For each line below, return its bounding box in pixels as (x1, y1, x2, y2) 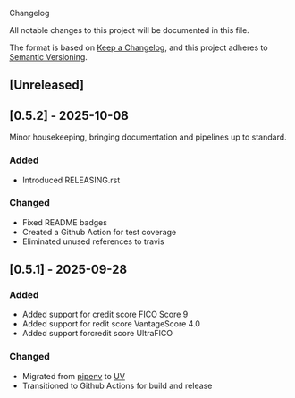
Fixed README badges (21, 216, 107, 227)
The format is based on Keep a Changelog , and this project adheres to (9, 42, 268, 53)
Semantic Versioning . (9, 52, 88, 62)
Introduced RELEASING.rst (21, 174, 121, 185)
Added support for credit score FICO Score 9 (21, 309, 189, 320)
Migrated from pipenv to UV (21, 370, 125, 381)
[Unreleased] (9, 78, 85, 93)
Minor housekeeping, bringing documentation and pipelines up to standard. (9, 131, 288, 142)
